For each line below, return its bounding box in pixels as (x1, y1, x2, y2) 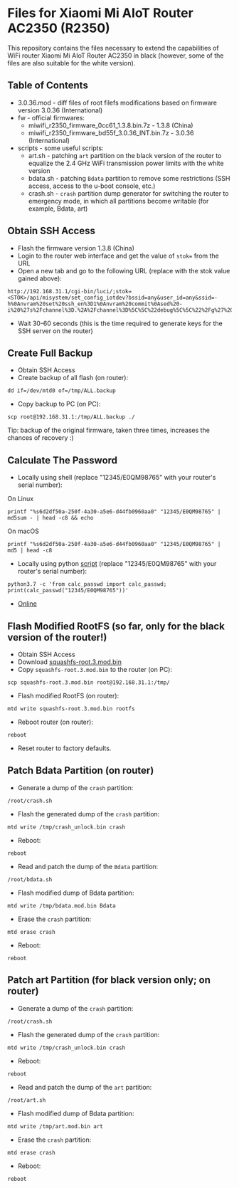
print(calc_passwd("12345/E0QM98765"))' (7, 587, 129, 594)
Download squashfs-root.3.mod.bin (17, 658, 122, 666)
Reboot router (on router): (17, 717, 94, 726)
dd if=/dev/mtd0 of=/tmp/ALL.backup (7, 387, 116, 394)
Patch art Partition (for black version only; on (7, 974, 211, 987)
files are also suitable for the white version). (7, 58, 136, 67)
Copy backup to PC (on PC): (17, 400, 101, 409)
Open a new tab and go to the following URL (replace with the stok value (17, 266, 230, 275)
